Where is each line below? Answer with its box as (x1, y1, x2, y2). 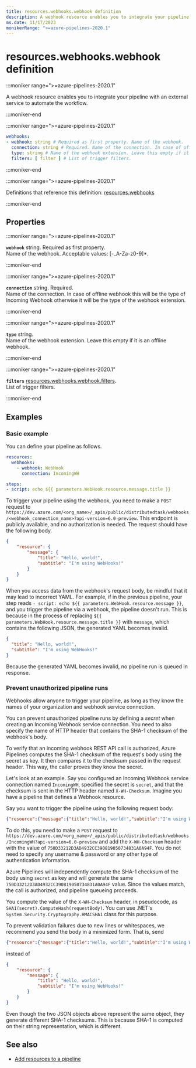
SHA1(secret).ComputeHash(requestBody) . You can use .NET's (6, 904, 153, 911)
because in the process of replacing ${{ (6, 612, 102, 619)
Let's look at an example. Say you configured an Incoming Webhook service (6, 775, 189, 782)
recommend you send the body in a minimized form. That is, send (6, 928, 164, 935)
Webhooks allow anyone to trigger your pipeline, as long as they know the (6, 697, 184, 704)
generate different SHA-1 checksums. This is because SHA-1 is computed (6, 1016, 183, 1023)
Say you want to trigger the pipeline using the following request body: (6, 805, 174, 812)
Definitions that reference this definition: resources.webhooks (6, 189, 155, 196)
